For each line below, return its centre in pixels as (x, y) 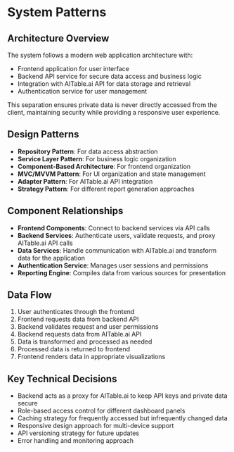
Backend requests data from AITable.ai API (79, 334)
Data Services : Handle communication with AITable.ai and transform (117, 250)
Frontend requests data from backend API (78, 319)
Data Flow (30, 295)
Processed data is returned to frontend (73, 349)
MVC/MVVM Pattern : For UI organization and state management (111, 174)
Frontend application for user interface (73, 69)
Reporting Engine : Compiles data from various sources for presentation (122, 272)
